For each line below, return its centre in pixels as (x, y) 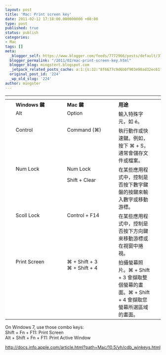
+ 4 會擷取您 (133, 300)
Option (75, 113)
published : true (22, 28)
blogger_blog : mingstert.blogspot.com (50, 65)
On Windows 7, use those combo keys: (44, 327)
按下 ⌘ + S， (134, 146)
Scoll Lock (28, 215)
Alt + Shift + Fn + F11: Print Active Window (48, 338)
